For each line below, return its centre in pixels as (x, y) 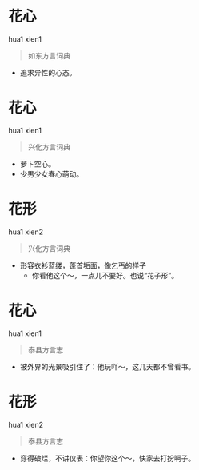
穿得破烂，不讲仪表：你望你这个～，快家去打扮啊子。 (107, 458)
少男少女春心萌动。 (52, 173)
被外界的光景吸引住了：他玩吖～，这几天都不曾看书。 (107, 366)
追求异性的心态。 (48, 72)
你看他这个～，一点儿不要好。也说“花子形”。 (105, 275)
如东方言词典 (49, 55)
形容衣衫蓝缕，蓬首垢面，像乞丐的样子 (83, 265)
